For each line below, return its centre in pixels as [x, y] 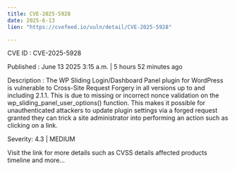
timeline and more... [36, 160]
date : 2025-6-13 [31, 20]
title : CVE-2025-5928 [39, 14]
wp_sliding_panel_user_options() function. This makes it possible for [107, 103]
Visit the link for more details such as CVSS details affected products [107, 153]
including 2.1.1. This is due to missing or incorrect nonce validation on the [113, 95]
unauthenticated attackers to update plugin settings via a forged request [112, 111]
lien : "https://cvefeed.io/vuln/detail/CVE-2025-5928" [90, 27]
